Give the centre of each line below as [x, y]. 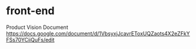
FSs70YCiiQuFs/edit [30, 40]
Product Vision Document [37, 27]
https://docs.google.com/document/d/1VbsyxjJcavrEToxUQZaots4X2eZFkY [98, 33]
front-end [30, 11]
